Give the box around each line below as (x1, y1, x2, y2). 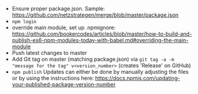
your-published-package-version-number (11, 81, 116, 88)
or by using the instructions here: (11, 74, 94, 82)
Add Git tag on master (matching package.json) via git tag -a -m (11, 56, 175, 62)
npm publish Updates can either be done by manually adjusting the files (11, 68, 189, 75)
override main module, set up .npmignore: (11, 24, 116, 31)
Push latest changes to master (11, 49, 88, 56)
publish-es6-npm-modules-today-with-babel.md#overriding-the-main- (11, 37, 189, 43)
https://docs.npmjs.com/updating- (95, 74, 181, 82)
